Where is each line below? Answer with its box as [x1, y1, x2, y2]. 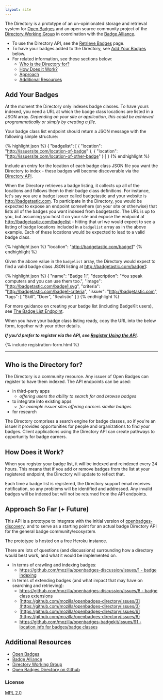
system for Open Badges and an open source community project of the [5, 25, 147, 32]
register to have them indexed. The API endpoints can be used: [5, 378, 131, 385]
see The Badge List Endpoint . [5, 308, 64, 314]
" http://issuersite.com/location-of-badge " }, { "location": [5, 148, 118, 154]
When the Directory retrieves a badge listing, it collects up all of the [5, 183, 140, 189]
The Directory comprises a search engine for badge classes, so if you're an [5, 418, 156, 424]
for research [12, 409, 37, 415]
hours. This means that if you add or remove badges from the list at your [5, 466, 150, 472]
